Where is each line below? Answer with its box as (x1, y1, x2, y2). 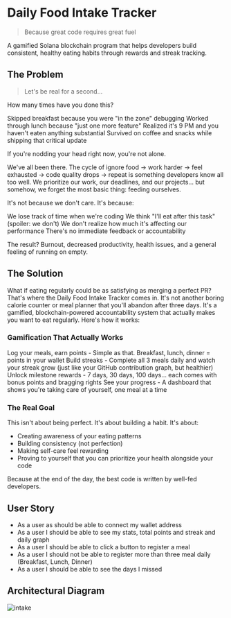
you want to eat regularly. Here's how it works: (7, 316, 140, 324)
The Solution (7, 268, 64, 280)
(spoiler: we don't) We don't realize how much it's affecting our (7, 219, 187, 228)
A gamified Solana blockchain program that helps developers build (7, 41, 197, 49)
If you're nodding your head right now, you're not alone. (7, 149, 166, 157)
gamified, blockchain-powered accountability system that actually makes (7, 308, 216, 316)
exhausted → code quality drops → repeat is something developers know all (7, 170, 224, 178)
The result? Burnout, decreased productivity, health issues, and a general (7, 240, 216, 248)
